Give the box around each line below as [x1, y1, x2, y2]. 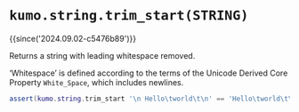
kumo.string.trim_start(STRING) [9, 7, 249, 24]
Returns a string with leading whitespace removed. [9, 50, 196, 60]
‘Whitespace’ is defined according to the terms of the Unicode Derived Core [9, 68, 288, 78]
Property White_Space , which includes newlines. [9, 76, 184, 87]
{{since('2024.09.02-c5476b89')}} [9, 33, 136, 44]
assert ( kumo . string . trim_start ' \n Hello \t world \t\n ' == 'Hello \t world [9, 94, 280, 103]
